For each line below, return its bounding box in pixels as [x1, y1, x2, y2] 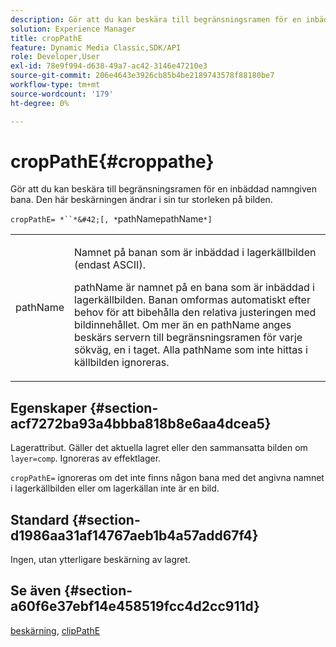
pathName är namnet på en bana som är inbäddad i [74, 281, 315, 295]
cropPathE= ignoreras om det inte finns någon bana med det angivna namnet [10, 472, 325, 484]
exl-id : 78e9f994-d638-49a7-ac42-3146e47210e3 [10, 61, 208, 71]
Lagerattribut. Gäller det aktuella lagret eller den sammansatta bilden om [10, 442, 308, 454]
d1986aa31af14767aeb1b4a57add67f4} [10, 527, 259, 544]
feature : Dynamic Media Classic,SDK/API [10, 42, 182, 53]
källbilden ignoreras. [74, 356, 170, 370]
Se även [10, 582, 62, 600]
